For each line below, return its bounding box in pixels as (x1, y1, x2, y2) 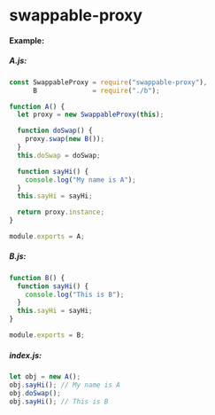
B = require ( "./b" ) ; (32, 86, 161, 95)
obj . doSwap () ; (9, 388, 62, 397)
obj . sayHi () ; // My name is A (9, 380, 121, 389)
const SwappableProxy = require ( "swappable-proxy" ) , (9, 77, 208, 87)
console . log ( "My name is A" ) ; (25, 175, 137, 184)
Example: (9, 35, 45, 45)
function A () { (9, 102, 65, 111)
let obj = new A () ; (9, 372, 81, 381)
